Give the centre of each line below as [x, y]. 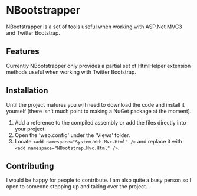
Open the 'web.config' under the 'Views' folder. [72, 135]
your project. [30, 129]
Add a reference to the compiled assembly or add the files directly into [100, 122]
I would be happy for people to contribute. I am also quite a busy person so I [99, 180]
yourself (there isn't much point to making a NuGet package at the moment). [99, 111]
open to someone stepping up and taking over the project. [77, 187]
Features [23, 52]
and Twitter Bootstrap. [33, 32]
